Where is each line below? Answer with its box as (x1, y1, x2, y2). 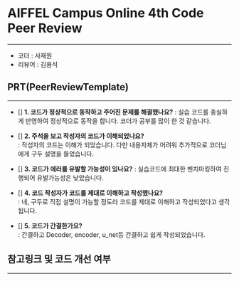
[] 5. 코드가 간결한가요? (17, 221, 83, 230)
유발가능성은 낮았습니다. (36, 173, 105, 182)
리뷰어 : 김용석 (17, 60, 58, 68)
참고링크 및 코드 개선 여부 (7, 253, 112, 265)
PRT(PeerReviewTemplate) (7, 81, 129, 93)
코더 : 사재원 (17, 51, 53, 60)
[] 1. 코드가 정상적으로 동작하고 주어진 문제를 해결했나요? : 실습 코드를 (17, 107, 209, 116)
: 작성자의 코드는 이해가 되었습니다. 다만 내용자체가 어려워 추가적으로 (17, 140, 208, 149)
